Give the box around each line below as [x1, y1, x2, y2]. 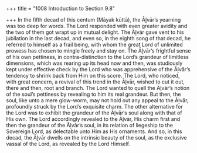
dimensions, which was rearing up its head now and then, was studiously [6, 60, 183, 67]
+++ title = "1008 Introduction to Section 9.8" [6, 5, 116, 12]
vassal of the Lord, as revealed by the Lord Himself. [6, 140, 131, 147]
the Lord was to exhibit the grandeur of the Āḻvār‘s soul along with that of [6, 109, 183, 116]
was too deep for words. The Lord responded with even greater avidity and [6, 23, 188, 29]
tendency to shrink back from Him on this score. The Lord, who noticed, [6, 72, 180, 79]
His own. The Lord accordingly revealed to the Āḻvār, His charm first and [6, 116, 181, 122]
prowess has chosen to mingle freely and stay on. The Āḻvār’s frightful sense [6, 47, 191, 54]
